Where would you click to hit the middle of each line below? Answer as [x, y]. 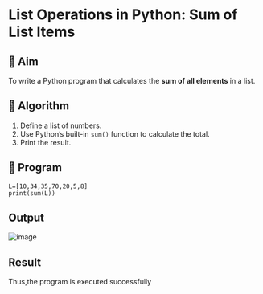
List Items [42, 32]
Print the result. [45, 142]
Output [26, 218]
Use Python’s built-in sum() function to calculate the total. [115, 133]
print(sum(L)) [32, 193]
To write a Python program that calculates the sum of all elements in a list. [132, 81]
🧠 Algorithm [39, 106]
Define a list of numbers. [61, 125]
